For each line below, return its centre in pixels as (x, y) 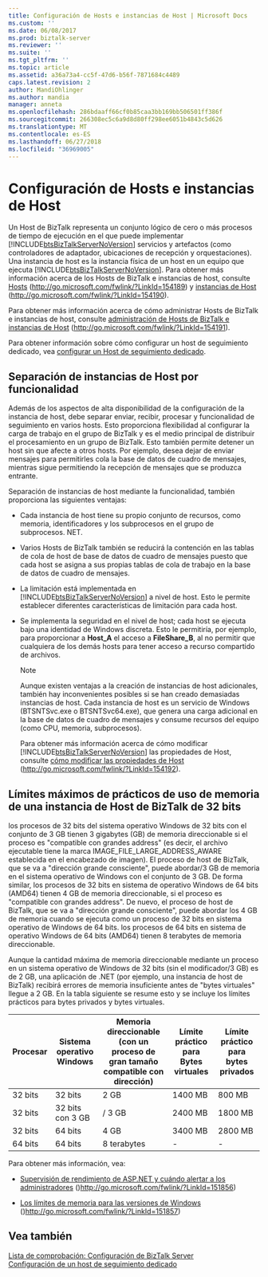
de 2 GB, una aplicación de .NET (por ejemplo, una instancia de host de (126, 976)
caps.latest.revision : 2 (49, 82)
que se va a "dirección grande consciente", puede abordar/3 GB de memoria (134, 868)
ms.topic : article (39, 68)
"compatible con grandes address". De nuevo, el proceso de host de (121, 902)
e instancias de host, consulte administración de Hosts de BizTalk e (119, 319)
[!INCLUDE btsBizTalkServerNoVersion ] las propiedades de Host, (126, 752)
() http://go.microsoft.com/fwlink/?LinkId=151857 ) (100, 1211)
